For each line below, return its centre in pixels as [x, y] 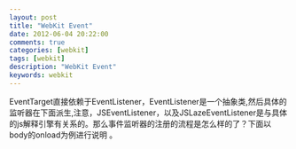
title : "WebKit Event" [51, 26]
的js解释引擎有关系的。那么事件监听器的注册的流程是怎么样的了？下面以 [140, 123]
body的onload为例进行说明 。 [63, 135]
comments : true [37, 42]
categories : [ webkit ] [49, 51]
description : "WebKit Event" [63, 67]
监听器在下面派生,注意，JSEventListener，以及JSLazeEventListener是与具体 [148, 113]
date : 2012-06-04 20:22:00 [59, 34]
